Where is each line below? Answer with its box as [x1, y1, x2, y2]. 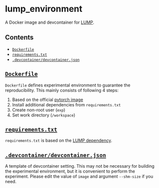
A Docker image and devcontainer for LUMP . [5, 19, 95, 25]
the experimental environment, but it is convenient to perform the [5, 168, 135, 174]
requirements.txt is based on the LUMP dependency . [5, 138, 112, 144]
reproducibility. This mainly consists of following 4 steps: [5, 87, 119, 93]
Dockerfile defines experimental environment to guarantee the [5, 82, 131, 88]
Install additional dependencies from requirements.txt [12, 101, 121, 107]
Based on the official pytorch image [12, 97, 83, 102]
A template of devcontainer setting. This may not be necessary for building [5, 163, 155, 169]
